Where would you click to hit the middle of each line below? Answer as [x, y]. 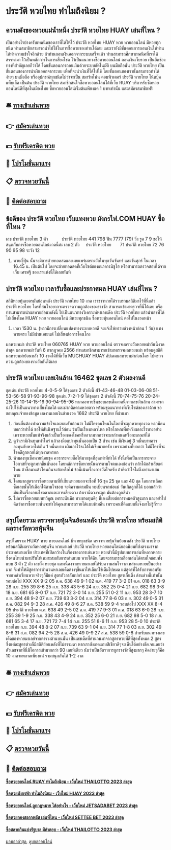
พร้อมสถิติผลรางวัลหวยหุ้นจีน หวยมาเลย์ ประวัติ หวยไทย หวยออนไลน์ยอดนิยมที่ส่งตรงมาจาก [82, 546]
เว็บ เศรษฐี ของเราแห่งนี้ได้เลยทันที [42, 272]
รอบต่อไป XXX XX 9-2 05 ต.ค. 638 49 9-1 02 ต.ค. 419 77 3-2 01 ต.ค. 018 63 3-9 [85, 581]
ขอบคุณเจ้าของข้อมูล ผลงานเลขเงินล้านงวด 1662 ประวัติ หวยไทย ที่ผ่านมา [67, 413]
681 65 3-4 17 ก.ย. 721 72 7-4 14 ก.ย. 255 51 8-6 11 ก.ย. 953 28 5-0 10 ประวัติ [83, 621]
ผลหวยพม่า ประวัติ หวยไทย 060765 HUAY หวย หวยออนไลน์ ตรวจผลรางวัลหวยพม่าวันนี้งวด [85, 344]
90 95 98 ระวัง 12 [23, 250]
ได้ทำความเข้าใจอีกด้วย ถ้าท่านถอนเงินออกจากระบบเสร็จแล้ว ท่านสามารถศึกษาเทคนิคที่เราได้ [82, 54]
